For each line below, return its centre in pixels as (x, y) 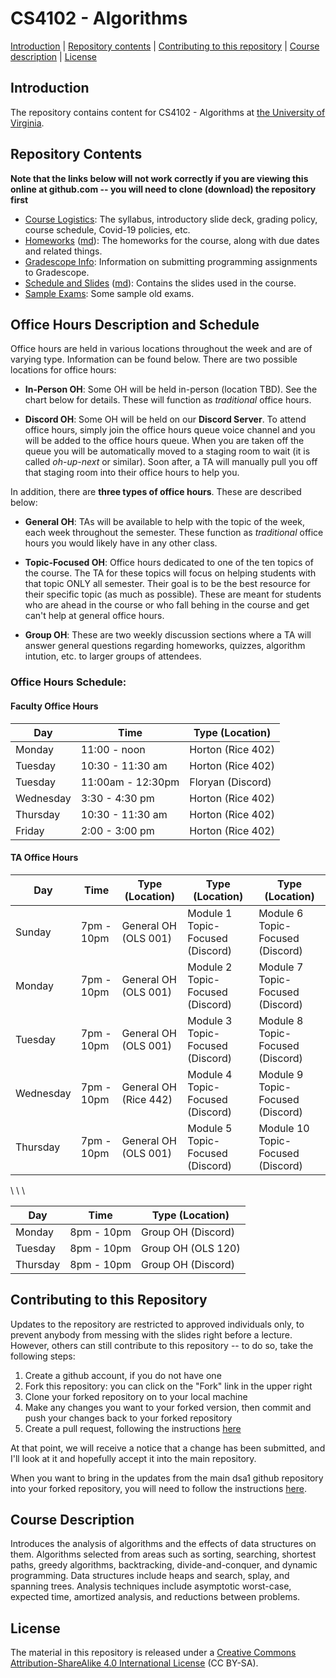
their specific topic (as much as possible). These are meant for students (173, 594)
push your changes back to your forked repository (128, 1418)
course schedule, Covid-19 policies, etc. (107, 229)
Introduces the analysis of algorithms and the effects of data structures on (163, 1544)
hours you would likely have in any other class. (121, 543)
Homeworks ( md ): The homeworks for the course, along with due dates (172, 240)
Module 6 (281, 913)
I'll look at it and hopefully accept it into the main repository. (133, 1458)
